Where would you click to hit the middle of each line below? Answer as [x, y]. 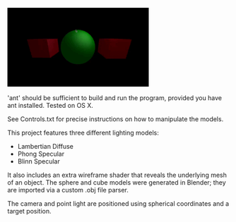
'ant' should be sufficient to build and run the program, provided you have [115, 98]
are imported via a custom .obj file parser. [68, 190]
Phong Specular [41, 154]
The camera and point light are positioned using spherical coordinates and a [118, 204]
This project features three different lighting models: [83, 132]
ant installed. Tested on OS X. [51, 105]
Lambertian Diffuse [46, 146]
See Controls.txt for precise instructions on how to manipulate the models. [116, 119]
